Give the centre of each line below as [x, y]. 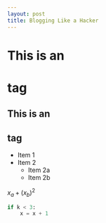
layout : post [26, 14]
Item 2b [39, 178]
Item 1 [26, 155]
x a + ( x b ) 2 [21, 193]
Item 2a [39, 170]
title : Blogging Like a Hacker [53, 21]
